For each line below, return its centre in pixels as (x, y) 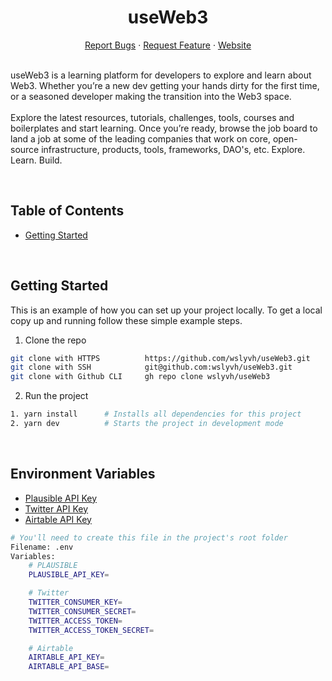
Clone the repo (55, 340)
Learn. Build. (36, 160)
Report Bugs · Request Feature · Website (168, 45)
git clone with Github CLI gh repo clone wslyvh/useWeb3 (140, 377)
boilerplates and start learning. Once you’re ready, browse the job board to (164, 128)
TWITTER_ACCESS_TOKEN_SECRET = (91, 630)
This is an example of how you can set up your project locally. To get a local (166, 310)
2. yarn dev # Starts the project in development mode (147, 424)
